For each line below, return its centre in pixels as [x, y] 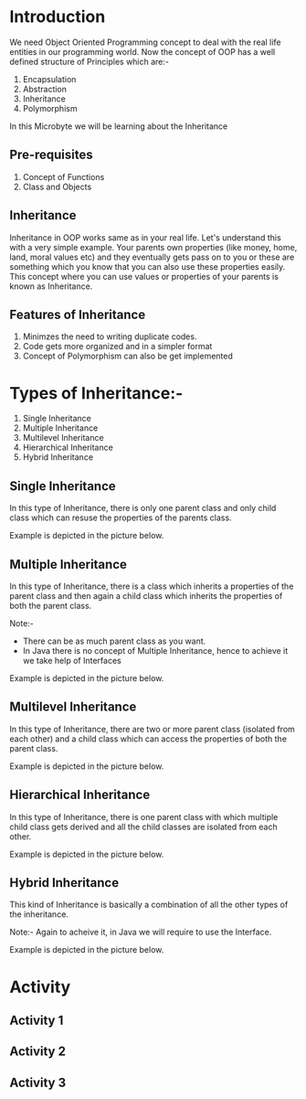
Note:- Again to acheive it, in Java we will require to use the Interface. [141, 932]
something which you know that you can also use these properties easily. [148, 266]
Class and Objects [57, 187]
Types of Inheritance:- [96, 393]
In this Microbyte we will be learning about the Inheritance [119, 126]
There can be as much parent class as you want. [114, 641]
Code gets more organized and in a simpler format [117, 347]
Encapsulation [49, 79]
